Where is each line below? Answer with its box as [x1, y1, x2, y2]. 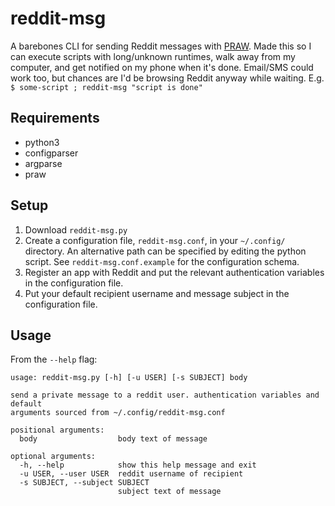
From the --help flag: [10, 353, 98, 366]
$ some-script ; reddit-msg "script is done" [10, 82, 203, 92]
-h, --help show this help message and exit [19, 460, 257, 471]
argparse [24, 157, 63, 169]
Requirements [10, 110, 100, 127]
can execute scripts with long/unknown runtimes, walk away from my [10, 50, 296, 62]
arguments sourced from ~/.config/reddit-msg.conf [10, 408, 226, 418]
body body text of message [19, 434, 208, 444]
